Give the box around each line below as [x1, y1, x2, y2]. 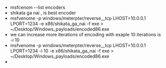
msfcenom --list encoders [10, 5, 65, 10]
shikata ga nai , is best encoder [10, 10, 76, 16]
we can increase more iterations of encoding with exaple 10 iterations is [10, 32, 161, 37]
